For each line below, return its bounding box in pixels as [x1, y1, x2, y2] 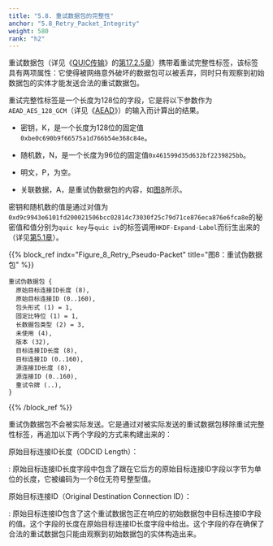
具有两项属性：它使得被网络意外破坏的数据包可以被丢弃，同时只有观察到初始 [8, 68, 265, 78]
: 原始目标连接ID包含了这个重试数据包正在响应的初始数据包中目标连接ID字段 [8, 509, 262, 518]
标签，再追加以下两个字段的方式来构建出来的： [15, 430, 172, 440]
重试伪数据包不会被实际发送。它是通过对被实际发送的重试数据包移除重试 [8, 419, 250, 429]
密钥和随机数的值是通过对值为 [8, 202, 108, 212]
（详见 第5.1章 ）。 [8, 232, 63, 242]
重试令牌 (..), [15, 381, 63, 390]
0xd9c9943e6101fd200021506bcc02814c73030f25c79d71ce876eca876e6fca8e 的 [8, 212, 256, 222]
